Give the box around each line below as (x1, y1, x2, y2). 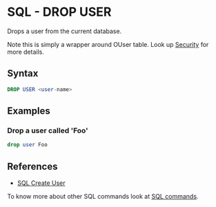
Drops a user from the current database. (7, 27, 122, 35)
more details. (7, 48, 45, 56)
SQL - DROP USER (7, 4, 112, 20)
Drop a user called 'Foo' (7, 126, 88, 135)
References (7, 160, 58, 172)
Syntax (7, 68, 39, 79)
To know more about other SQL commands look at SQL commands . (7, 193, 199, 200)
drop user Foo (7, 141, 48, 148)
